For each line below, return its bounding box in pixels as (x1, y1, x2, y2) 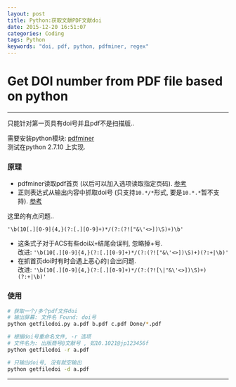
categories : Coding (7, 30, 65, 37)
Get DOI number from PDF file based (7, 73, 223, 89)
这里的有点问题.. (7, 212, 55, 220)
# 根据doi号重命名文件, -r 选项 (7, 334, 91, 341)
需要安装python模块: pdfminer (7, 134, 95, 142)
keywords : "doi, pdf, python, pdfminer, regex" (7, 43, 150, 50)
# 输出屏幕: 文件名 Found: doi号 (7, 314, 97, 321)
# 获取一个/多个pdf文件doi (7, 307, 78, 315)
